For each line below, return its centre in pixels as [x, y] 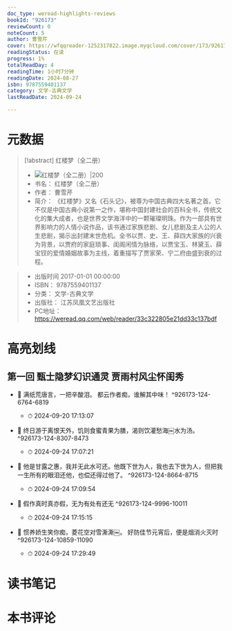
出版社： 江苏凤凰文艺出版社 [75, 302]
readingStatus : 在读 [36, 53]
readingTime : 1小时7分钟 [41, 71]
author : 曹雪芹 [27, 39]
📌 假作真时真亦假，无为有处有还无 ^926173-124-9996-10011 [102, 504]
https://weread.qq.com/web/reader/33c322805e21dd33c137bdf [126, 319]
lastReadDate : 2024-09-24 [44, 98]
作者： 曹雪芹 [54, 192]
